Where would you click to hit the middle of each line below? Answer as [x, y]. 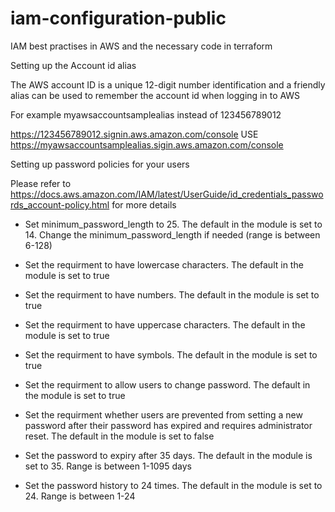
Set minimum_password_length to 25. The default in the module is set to [173, 224]
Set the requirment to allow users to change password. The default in [167, 384]
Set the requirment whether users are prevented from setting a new [163, 414]
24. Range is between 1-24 [80, 496]
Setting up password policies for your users [100, 164]
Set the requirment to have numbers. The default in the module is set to [172, 294]
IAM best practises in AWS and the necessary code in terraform [141, 46]
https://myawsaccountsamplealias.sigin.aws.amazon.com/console [147, 144]
